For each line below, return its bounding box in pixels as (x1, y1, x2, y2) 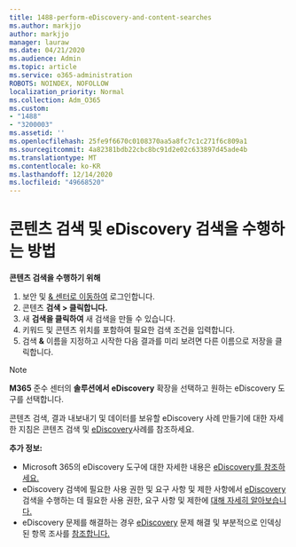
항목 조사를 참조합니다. (31, 528, 111, 539)
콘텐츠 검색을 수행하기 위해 (9, 273, 101, 283)
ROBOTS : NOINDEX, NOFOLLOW (9, 79, 109, 88)
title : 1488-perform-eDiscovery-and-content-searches (9, 12, 213, 22)
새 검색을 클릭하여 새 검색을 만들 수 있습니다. (21, 313, 175, 324)
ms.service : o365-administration (9, 71, 133, 80)
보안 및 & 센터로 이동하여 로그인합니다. (21, 291, 155, 302)
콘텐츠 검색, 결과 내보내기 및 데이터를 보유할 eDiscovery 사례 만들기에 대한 (9, 413, 268, 424)
